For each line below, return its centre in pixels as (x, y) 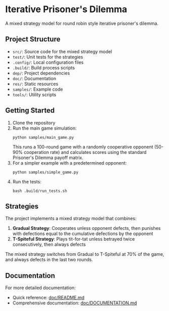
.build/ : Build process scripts (44, 67)
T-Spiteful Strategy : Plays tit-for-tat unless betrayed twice (74, 239)
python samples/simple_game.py (45, 172)
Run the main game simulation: (45, 128)
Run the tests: (27, 181)
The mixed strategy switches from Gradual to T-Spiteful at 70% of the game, (85, 254)
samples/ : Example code (38, 89)
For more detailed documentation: (40, 288)
